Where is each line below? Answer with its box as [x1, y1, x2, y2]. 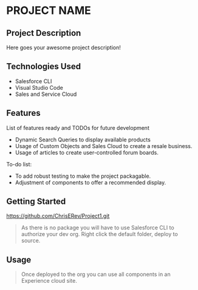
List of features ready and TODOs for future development [6, 124, 150, 131]
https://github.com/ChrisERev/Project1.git [6, 212, 110, 220]
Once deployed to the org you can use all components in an [21, 271, 171, 278]
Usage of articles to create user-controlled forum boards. [15, 149, 159, 156]
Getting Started [6, 197, 66, 207]
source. [21, 237, 41, 244]
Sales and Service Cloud [15, 90, 77, 98]
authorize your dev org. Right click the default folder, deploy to [21, 231, 178, 238]
